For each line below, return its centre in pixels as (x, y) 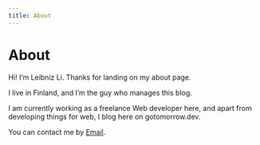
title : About (30, 16)
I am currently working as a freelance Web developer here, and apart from (130, 108)
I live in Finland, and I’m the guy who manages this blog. (100, 92)
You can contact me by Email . (57, 131)
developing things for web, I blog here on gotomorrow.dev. (104, 116)
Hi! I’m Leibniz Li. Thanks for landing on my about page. (100, 77)
